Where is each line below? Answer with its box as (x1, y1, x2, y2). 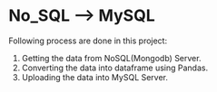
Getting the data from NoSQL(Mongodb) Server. (21, 52, 202, 63)
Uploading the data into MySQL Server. (21, 71, 169, 82)
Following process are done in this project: (8, 35, 168, 46)
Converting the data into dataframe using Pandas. (21, 62, 209, 73)
